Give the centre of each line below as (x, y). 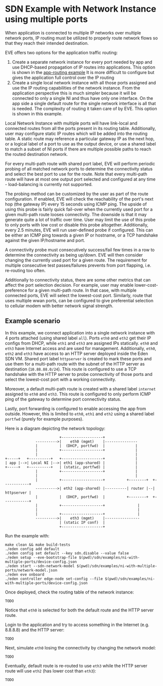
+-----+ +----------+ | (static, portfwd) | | (71, 467)
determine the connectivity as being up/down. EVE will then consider (74, 255)
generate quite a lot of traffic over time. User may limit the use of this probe (80, 220)
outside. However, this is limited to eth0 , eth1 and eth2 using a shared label (80, 414)
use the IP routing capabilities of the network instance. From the (76, 88)
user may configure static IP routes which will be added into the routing (76, 133)
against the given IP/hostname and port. (45, 240)
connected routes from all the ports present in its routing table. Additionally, (81, 128)
